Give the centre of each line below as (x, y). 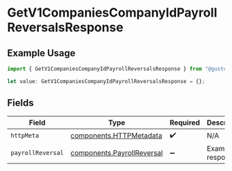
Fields (21, 103)
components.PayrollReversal (117, 152)
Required (185, 123)
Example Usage (41, 53)
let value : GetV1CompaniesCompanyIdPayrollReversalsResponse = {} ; (106, 81)
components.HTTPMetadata (116, 136)
